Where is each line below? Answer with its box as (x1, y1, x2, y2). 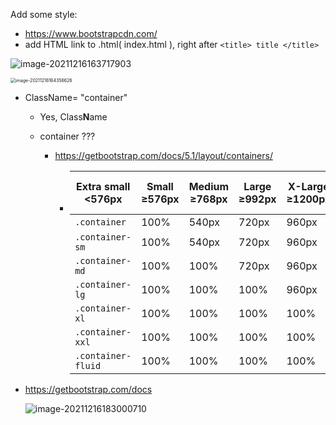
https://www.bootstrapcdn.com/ (24, 28, 158, 39)
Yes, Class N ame (39, 111, 108, 123)
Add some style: (10, 9, 78, 20)
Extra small (75, 180, 131, 193)
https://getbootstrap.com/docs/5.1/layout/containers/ (54, 150, 273, 161)
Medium (188, 180, 230, 193)
